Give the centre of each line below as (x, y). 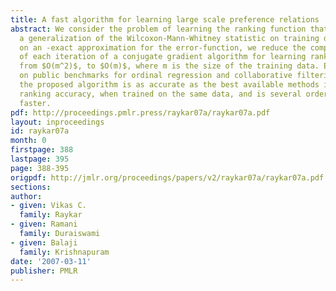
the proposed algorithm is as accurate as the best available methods (169, 85)
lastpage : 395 (40, 159)
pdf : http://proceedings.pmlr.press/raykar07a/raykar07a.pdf (140, 112)
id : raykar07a (40, 131)
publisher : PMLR (44, 271)
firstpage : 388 (42, 150)
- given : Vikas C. (48, 206)
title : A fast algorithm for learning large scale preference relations (165, 19)
